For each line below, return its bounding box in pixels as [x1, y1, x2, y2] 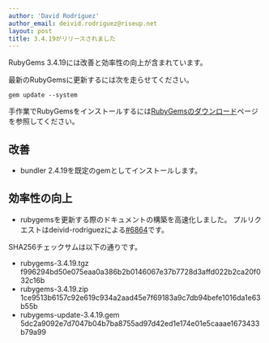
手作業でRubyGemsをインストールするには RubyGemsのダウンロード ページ [8, 106, 258, 116]
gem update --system [8, 91, 79, 100]
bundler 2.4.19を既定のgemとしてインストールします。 [19, 165, 203, 175]
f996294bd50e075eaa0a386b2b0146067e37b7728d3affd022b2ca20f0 [19, 267, 261, 277]
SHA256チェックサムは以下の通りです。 [8, 242, 142, 251]
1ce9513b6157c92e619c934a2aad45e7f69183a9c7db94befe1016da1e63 [19, 293, 261, 302]
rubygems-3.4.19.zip [19, 284, 89, 294]
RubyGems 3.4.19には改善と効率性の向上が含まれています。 [8, 58, 207, 67]
